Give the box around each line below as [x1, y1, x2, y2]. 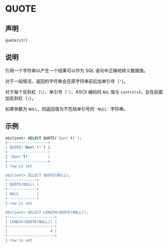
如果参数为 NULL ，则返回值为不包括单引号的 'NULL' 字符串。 [5, 106, 128, 112]
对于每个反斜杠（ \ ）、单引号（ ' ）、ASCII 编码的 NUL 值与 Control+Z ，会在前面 [5, 89, 163, 95]
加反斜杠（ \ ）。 [5, 95, 37, 101]
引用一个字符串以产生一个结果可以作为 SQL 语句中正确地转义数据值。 [5, 67, 148, 73]
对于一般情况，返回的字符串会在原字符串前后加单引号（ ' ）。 [5, 78, 129, 84]
